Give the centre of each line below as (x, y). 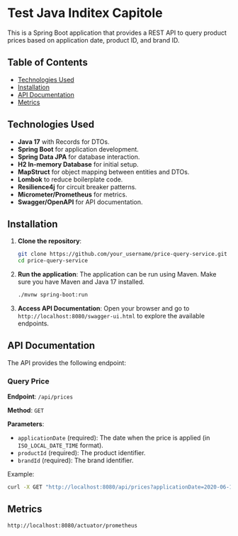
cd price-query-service (53, 261)
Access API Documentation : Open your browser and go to (103, 308)
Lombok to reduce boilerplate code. (70, 179)
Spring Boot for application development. (78, 149)
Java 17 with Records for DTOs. (63, 141)
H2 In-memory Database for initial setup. (78, 164)
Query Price (28, 381)
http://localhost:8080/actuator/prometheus (73, 525)
